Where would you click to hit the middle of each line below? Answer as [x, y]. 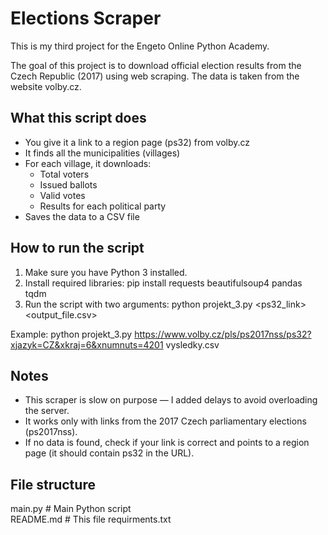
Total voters [64, 174]
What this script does [78, 118]
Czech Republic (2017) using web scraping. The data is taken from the [155, 76]
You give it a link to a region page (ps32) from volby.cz [137, 142]
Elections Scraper [86, 18]
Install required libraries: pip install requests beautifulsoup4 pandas [163, 283]
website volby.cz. [46, 86]
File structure [53, 484]
